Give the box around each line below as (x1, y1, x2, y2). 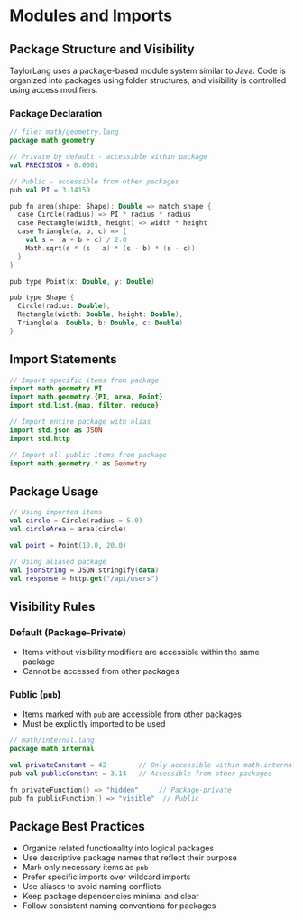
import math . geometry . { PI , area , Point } (9, 392, 164, 402)
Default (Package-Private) (9, 625, 126, 638)
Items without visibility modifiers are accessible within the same (22, 647, 260, 658)
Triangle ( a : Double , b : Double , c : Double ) (17, 318, 183, 328)
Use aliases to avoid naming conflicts (22, 881, 161, 892)
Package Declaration (9, 107, 103, 119)
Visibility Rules (9, 598, 96, 615)
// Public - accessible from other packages (9, 177, 179, 186)
